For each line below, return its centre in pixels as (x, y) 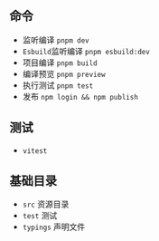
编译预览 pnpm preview (64, 73)
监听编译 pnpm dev (56, 40)
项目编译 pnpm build (60, 63)
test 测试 (40, 216)
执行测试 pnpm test (58, 85)
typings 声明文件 (54, 227)
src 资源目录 (46, 204)
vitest (35, 151)
